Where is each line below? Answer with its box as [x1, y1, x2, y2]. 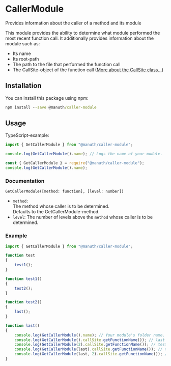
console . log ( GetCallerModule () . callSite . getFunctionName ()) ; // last [14, 337, 165, 343]
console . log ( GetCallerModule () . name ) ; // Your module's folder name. [14, 332, 165, 337]
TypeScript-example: [5, 132, 49, 138]
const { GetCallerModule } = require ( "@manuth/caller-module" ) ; [5, 161, 145, 166]
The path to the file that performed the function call [12, 61, 121, 67]
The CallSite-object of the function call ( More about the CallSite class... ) [12, 67, 164, 73]
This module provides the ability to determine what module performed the [5, 30, 160, 36]
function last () [5, 323, 40, 328]
